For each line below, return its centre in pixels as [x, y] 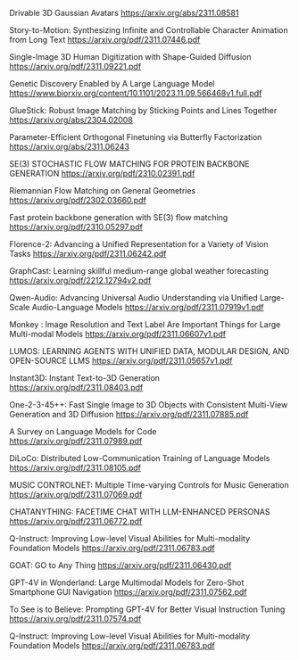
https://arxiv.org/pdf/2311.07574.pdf [75, 619]
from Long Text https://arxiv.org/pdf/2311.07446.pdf [105, 40]
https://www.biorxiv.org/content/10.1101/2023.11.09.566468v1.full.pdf [136, 93]
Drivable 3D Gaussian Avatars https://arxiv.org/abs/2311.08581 [124, 13]
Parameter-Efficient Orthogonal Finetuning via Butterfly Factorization [136, 137]
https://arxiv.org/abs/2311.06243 [69, 147]
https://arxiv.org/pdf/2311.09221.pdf [75, 66]
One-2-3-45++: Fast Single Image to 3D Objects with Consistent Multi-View [149, 404]
